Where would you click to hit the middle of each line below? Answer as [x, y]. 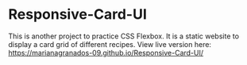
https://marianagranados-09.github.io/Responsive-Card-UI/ [106, 52]
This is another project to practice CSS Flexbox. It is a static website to [124, 36]
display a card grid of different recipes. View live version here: [110, 44]
